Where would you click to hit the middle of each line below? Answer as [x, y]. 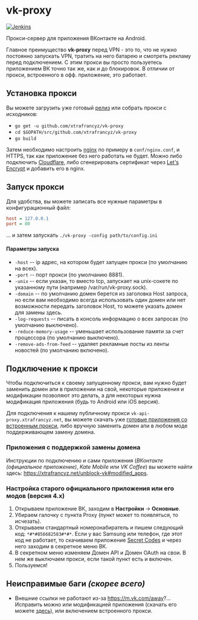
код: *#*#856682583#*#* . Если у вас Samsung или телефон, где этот [98, 534]
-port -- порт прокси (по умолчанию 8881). [69, 274]
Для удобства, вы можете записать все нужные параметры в [84, 201]
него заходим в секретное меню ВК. [61, 546]
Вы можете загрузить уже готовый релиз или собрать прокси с [86, 108]
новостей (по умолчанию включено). [62, 350]
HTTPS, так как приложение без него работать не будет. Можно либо [94, 156]
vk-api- [140, 414]
